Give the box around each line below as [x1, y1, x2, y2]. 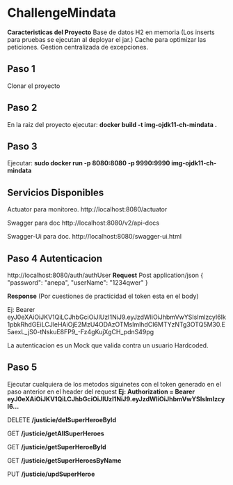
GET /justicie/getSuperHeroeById [7, 442, 106, 451]
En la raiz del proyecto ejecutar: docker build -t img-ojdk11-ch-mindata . [7, 120, 218, 128]
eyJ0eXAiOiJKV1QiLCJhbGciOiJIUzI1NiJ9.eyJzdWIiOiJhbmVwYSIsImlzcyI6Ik [7, 313, 226, 321]
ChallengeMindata [7, 5, 116, 21]
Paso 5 [7, 361, 38, 373]
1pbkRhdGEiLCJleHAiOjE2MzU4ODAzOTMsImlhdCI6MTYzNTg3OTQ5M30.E [7, 320, 226, 329]
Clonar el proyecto [7, 82, 61, 90]
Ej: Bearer [7, 306, 35, 313]
